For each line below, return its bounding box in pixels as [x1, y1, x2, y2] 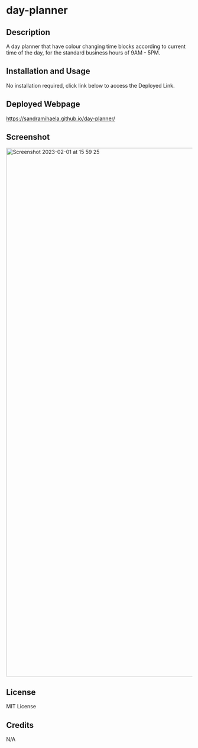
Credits [6, 720, 34, 730]
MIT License [6, 703, 37, 710]
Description [6, 27, 50, 37]
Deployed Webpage [6, 99, 80, 110]
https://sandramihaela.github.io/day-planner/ [6, 115, 115, 122]
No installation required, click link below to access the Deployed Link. [6, 82, 175, 89]
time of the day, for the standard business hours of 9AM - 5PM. [6, 49, 161, 56]
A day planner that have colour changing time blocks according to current [6, 43, 186, 50]
